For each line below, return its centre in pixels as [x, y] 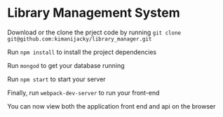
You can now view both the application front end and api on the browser [111, 106]
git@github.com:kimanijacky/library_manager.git [80, 39]
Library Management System [94, 13]
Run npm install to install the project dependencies [82, 52]
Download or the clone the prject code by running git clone [94, 32]
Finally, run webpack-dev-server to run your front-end [83, 92]
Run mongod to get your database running [66, 65]
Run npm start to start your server [57, 79]
